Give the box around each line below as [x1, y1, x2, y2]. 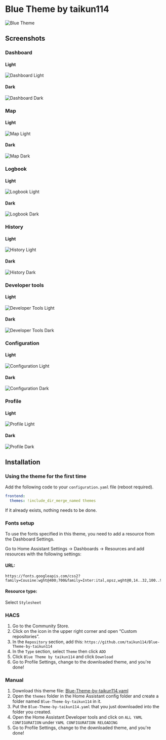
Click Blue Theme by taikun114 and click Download [12, 654, 114, 660]
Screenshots [5, 34, 45, 43]
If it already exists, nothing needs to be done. [5, 507, 97, 513]
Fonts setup [5, 520, 35, 527]
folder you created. [12, 709, 51, 715]
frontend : [5, 494, 26, 499]
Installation [5, 458, 41, 467]
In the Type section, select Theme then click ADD [12, 649, 106, 655]
